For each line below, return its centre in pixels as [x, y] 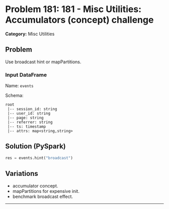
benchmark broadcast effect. [43, 196]
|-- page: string [25, 118]
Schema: [14, 95]
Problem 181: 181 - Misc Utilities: [73, 9]
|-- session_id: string [32, 109]
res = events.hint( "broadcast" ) [39, 158]
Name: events [19, 86]
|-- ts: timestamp [27, 127]
